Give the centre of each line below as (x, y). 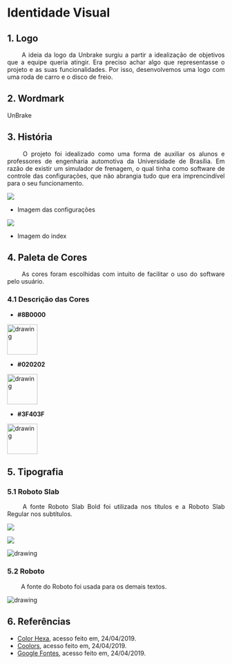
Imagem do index (42, 236)
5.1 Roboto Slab (33, 492)
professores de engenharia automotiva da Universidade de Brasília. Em (116, 161)
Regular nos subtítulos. (40, 514)
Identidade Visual (59, 13)
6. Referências (39, 621)
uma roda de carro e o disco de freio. (60, 77)
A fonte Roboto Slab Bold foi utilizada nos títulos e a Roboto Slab (124, 507)
